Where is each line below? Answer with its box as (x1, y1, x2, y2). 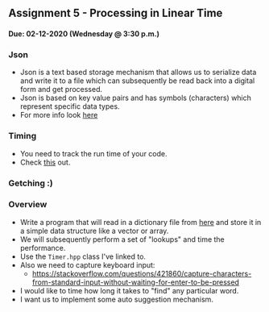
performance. (19, 243, 66, 252)
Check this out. (19, 157, 71, 167)
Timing (8, 131, 37, 142)
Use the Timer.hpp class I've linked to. (19, 252, 147, 261)
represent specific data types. (19, 102, 120, 111)
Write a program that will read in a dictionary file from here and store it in (19, 217, 262, 227)
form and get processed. (19, 85, 103, 94)
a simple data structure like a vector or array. (19, 226, 169, 235)
